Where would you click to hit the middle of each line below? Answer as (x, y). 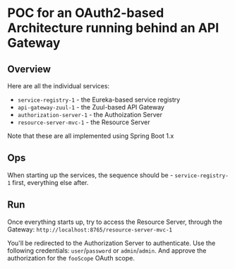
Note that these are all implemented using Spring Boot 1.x (91, 136)
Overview (29, 69)
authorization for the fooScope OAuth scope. (71, 258)
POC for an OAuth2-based (86, 13)
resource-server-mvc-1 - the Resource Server (84, 122)
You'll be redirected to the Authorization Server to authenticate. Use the (112, 243)
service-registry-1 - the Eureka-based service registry (99, 100)
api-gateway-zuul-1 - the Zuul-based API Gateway (91, 107)
